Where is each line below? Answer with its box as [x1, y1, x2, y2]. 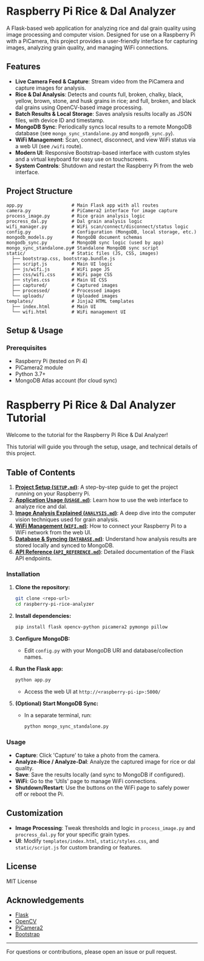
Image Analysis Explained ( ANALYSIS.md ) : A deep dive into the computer [15, 509, 196, 516]
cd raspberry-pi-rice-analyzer [15, 601, 95, 608]
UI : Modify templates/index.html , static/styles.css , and [15, 837, 159, 845]
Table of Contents [6, 467, 76, 478]
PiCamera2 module [15, 364, 64, 371]
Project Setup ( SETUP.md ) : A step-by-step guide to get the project [15, 483, 178, 491]
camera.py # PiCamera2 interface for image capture [6, 207, 178, 214]
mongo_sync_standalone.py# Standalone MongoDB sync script [6, 245, 159, 251]
